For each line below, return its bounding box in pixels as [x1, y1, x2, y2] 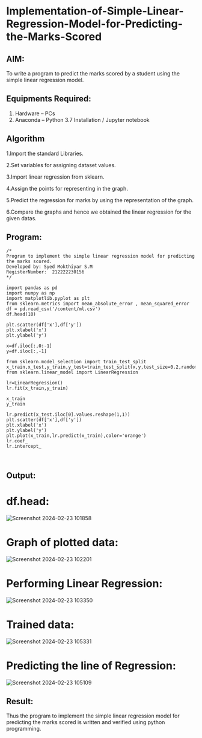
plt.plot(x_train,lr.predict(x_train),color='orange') [6, 433, 147, 439]
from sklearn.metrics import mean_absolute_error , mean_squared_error [6, 301, 189, 307]
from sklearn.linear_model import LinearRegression [6, 369, 138, 375]
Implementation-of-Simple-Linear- [6, 4, 185, 18]
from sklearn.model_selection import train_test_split [6, 359, 147, 365]
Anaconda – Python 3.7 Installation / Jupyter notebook [14, 116, 150, 123]
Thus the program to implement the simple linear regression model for [6, 712, 180, 719]
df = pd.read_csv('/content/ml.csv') [6, 306, 101, 312]
